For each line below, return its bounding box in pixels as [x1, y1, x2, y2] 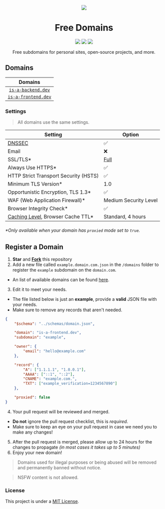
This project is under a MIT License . [5, 498, 79, 504]
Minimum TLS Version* [7, 181, 62, 188]
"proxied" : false [14, 395, 50, 400]
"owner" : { [14, 344, 37, 349]
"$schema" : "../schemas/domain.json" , [14, 321, 95, 326]
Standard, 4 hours [103, 213, 146, 220]
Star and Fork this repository [12, 256, 72, 262]
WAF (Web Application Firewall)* [7, 197, 85, 204]
